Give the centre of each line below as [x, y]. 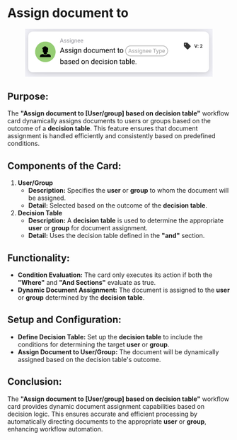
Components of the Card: [64, 165]
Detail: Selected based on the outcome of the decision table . [117, 205]
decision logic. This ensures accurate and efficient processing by [103, 414]
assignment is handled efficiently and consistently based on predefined [111, 136]
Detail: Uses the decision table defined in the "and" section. [116, 236]
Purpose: [28, 96]
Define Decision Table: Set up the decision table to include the [110, 337]
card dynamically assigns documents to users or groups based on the [109, 121]
